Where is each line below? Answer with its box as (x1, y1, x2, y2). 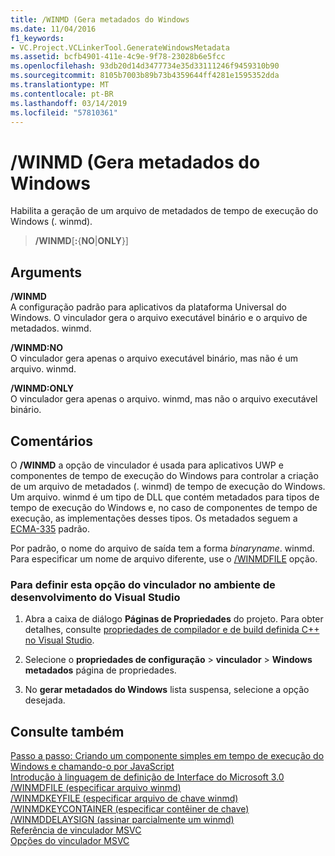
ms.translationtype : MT (10, 80, 110, 90)
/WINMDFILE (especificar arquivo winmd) (10, 782, 182, 794)
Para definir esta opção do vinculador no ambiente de (10, 577, 276, 591)
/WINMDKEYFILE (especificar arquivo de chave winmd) (10, 792, 239, 805)
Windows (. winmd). (10, 216, 93, 228)
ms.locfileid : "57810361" (10, 107, 118, 118)
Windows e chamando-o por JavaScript (10, 761, 175, 773)
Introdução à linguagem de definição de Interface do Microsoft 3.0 (10, 771, 285, 783)
